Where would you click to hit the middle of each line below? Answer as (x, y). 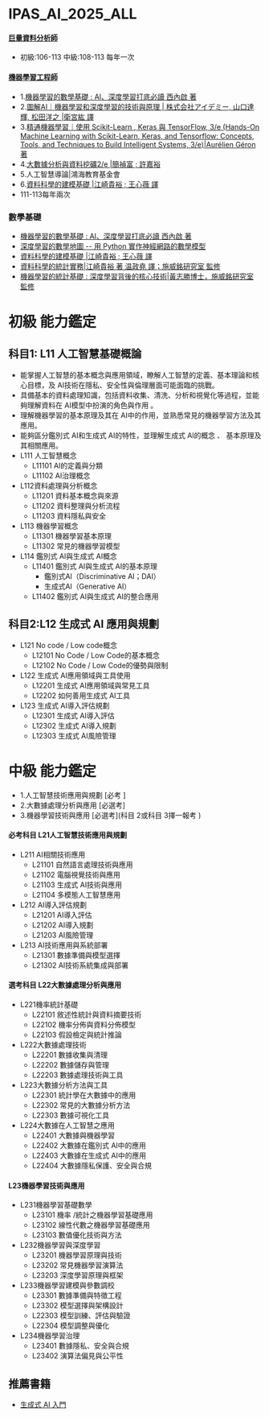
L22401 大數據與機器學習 (73, 1135)
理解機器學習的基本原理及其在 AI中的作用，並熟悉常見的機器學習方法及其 (141, 415)
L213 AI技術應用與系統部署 (64, 945)
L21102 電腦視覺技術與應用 (76, 874)
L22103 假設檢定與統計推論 (77, 1035)
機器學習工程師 (33, 76)
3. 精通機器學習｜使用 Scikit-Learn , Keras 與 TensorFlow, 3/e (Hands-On (140, 126)
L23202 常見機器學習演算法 (77, 1266)
